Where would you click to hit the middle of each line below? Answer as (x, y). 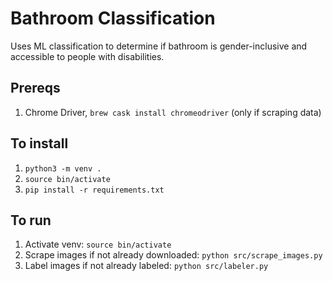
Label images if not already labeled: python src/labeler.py (146, 266)
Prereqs (35, 88)
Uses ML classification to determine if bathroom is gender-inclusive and (159, 46)
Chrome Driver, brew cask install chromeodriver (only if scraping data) (173, 112)
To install (39, 143)
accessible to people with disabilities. (87, 56)
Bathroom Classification (113, 18)
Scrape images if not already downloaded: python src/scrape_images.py (173, 255)
